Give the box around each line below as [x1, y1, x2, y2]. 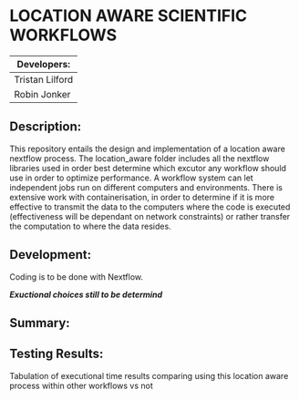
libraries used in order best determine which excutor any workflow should [9, 162, 287, 173]
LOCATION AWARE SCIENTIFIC [9, 5, 248, 26]
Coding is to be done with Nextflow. [9, 271, 144, 282]
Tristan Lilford [14, 73, 74, 86]
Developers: [16, 57, 71, 70]
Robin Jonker [14, 87, 71, 100]
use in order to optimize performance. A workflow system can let [9, 172, 253, 183]
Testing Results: [9, 346, 104, 362]
